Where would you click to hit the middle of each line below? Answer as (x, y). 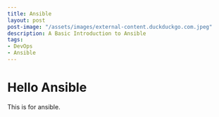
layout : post (26, 20)
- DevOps (20, 46)
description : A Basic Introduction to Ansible (77, 33)
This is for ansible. (34, 106)
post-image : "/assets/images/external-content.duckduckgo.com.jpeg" (110, 27)
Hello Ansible (47, 88)
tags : (15, 40)
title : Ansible (30, 14)
